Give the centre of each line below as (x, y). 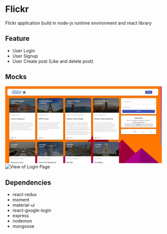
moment (21, 200)
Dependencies (28, 182)
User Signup (25, 56)
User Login (24, 50)
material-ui (23, 205)
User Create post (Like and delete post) (53, 61)
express (20, 216)
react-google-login (32, 210)
